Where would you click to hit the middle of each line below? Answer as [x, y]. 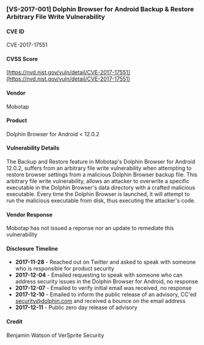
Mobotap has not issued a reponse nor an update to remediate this [90, 228]
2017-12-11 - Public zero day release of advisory [76, 308]
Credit [14, 321]
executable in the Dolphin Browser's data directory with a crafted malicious [101, 187]
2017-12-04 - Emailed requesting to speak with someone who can [99, 275]
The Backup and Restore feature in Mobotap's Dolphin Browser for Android [101, 161]
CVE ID [15, 31]
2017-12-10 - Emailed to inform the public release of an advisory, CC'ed [106, 294]
